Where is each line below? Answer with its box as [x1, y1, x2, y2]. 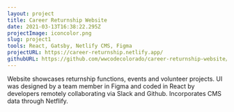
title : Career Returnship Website [7, 17, 108, 24]
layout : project [7, 10, 54, 17]
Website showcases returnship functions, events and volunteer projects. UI [7, 74, 223, 83]
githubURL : [7, 56, 39, 63]
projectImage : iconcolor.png [7, 29, 92, 37]
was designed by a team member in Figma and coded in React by [7, 81, 195, 90]
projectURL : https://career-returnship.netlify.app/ [7, 49, 164, 56]
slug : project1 [7, 36, 52, 43]
